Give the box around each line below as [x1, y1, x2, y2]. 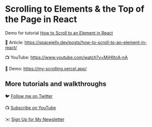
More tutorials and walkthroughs [5, 80, 107, 88]
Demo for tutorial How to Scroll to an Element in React [5, 30, 113, 36]
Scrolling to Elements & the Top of [5, 3, 145, 15]
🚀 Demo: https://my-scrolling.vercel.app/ [5, 65, 87, 71]
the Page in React [5, 14, 77, 25]
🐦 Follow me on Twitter [5, 93, 53, 99]
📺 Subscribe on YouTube [5, 105, 56, 110]
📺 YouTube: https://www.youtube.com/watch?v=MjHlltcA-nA [5, 54, 128, 60]
